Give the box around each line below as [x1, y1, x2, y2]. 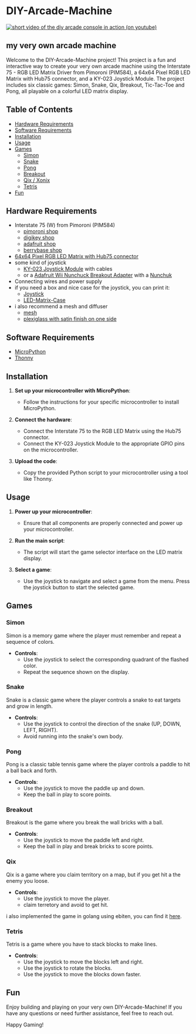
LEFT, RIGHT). [23, 726, 58, 733]
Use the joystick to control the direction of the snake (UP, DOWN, [23, 720, 181, 727]
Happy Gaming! [6, 1021, 44, 1028]
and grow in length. [6, 702, 53, 710]
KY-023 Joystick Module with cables [23, 265, 113, 272]
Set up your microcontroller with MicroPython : [14, 387, 131, 394]
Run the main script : [14, 537, 65, 544]
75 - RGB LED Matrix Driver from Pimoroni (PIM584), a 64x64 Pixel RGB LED [6, 69, 191, 76]
